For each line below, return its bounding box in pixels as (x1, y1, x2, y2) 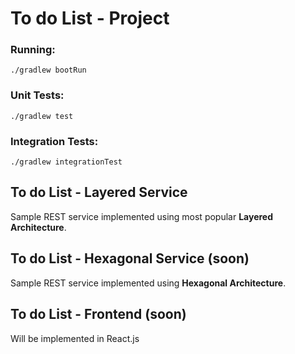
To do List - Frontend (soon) (10, 306, 187, 323)
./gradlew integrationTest (10, 157, 123, 167)
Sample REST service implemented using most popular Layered (10, 210, 274, 222)
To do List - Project (10, 7, 170, 30)
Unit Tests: (10, 88, 65, 102)
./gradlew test (10, 111, 74, 121)
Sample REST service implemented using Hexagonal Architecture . (10, 277, 287, 289)
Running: (10, 43, 56, 57)
